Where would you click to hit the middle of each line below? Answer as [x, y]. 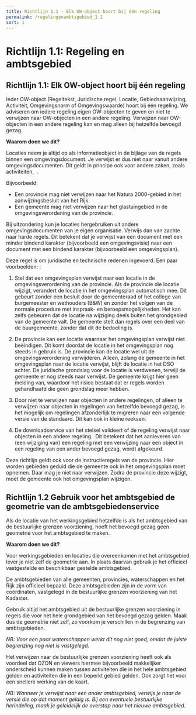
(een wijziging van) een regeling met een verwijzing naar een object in [99, 443]
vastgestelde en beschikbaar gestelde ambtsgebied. [69, 568]
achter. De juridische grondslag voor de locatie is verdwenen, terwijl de [100, 370]
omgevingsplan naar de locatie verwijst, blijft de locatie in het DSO [94, 364]
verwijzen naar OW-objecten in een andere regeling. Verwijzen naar [87, 118]
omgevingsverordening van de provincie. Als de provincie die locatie [97, 284]
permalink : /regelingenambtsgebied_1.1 [55, 17]
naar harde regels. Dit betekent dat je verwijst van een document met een [94, 237]
